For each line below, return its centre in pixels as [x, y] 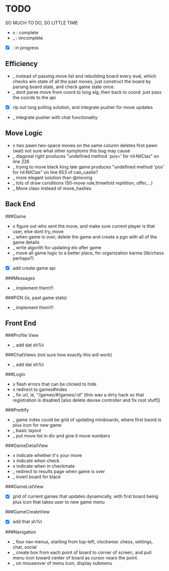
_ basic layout [27, 431]
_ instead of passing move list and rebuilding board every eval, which [84, 76]
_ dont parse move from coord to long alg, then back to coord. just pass [87, 92]
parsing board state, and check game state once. [64, 87]
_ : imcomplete [28, 38]
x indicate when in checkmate [44, 466]
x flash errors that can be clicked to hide [54, 384]
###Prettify [17, 410]
